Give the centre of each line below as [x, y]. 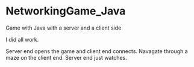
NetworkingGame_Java [66, 11]
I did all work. [22, 39]
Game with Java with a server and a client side [64, 28]
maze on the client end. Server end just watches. [66, 57]
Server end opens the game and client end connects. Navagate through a [97, 51]
